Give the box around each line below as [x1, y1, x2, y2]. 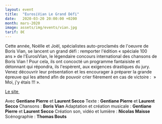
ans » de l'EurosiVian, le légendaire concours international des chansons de [5, 53, 157, 59]
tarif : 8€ [5, 30, 25, 35]
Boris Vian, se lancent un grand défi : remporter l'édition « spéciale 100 [5, 48, 147, 54]
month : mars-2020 [5, 20, 40, 26]
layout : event [5, 7, 34, 12]
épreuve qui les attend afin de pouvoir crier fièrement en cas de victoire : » [5, 74, 157, 80]
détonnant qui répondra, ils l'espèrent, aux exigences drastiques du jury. [5, 64, 150, 70]
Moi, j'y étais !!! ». [5, 79, 40, 85]
